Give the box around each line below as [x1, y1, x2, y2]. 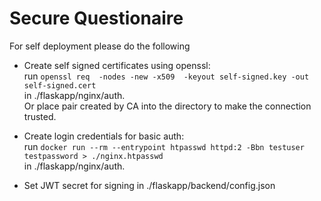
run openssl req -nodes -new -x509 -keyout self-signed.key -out [23, 70, 310, 82]
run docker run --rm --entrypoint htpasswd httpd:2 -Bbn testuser [23, 140, 305, 152]
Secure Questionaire [9, 7, 184, 30]
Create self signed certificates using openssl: [23, 59, 211, 71]
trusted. [23, 110, 57, 122]
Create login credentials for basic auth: [23, 130, 185, 142]
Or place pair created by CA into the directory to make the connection [23, 100, 312, 112]
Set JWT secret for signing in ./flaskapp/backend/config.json [23, 179, 276, 191]
